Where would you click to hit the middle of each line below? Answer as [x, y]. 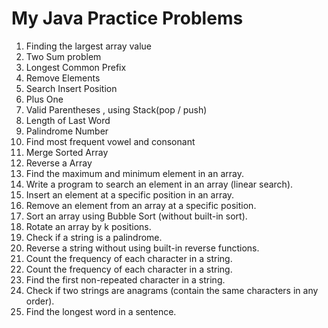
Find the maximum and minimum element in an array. [134, 173]
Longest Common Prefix [76, 67]
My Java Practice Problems [127, 18]
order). [40, 301]
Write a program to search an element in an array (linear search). [159, 184]
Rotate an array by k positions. [88, 226]
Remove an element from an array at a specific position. [141, 205]
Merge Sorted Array [67, 152]
